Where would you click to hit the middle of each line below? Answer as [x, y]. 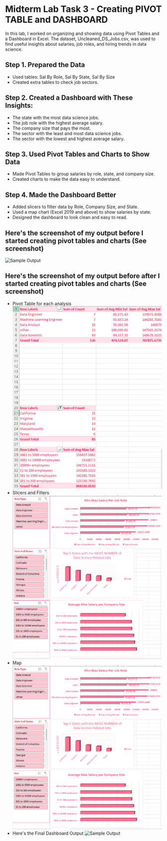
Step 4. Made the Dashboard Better [61, 195]
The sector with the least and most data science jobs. [67, 133]
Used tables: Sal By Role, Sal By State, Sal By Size [64, 77]
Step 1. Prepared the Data [45, 65]
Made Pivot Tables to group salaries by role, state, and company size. [83, 174]
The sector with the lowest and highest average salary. [68, 139]
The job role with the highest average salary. [58, 123]
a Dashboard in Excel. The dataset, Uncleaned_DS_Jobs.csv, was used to [80, 39]
